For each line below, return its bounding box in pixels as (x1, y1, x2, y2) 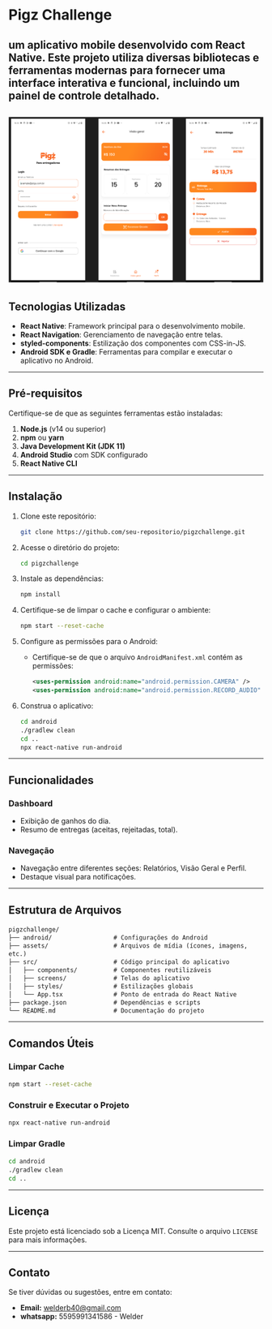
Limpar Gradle (8, 1138, 66, 1149)
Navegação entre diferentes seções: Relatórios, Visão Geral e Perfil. (19, 863, 247, 873)
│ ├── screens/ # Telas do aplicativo (8, 974, 190, 983)
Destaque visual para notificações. (19, 872, 136, 882)
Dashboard (8, 798, 53, 809)
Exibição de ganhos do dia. (19, 816, 111, 826)
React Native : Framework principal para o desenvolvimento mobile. (19, 321, 245, 331)
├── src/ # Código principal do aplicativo (8, 958, 230, 966)
